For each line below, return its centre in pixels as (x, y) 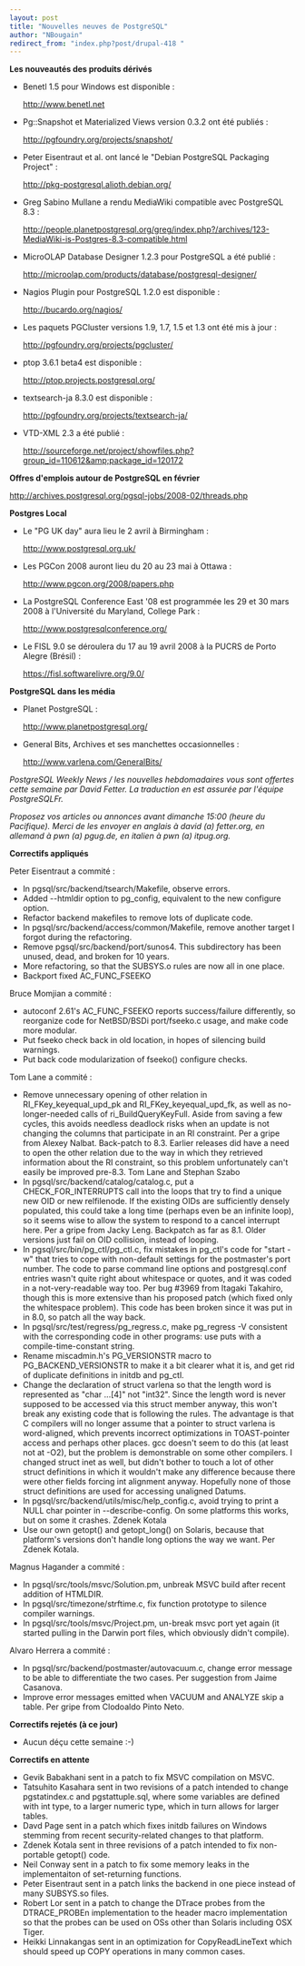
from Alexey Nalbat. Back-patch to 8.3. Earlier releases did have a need (156, 1143)
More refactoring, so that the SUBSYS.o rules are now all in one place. (153, 967)
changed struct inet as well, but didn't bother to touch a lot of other (148, 1463)
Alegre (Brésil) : (52, 656)
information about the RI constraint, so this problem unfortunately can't (155, 1162)
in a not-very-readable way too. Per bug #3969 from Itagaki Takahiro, (152, 1288)
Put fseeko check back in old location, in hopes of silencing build (144, 1040)
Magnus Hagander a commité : (67, 1567)
